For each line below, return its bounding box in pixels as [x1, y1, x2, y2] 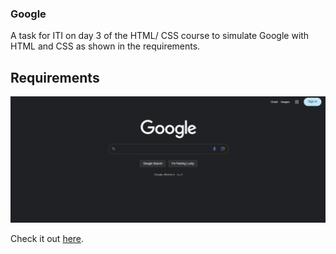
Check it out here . [10, 232, 85, 244]
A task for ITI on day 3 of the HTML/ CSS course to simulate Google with [10, 30, 310, 42]
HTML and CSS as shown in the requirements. [10, 40, 201, 52]
